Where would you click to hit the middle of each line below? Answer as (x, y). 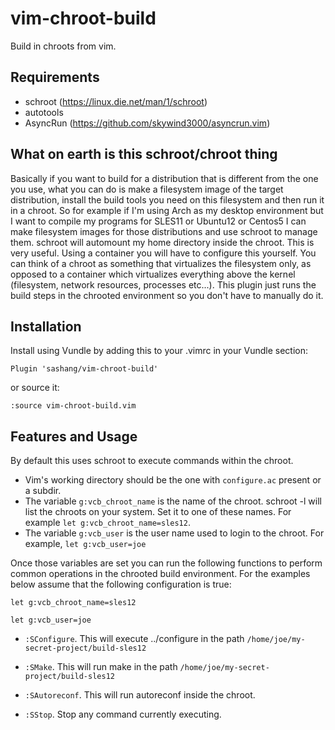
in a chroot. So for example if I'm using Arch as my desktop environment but (167, 210)
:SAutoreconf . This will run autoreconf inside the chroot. (140, 695)
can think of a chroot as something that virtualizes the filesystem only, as (161, 263)
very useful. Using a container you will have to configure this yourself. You (163, 253)
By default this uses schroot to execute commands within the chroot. (152, 461)
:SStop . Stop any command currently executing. (123, 714)
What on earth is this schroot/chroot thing (144, 154)
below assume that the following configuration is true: (121, 584)
